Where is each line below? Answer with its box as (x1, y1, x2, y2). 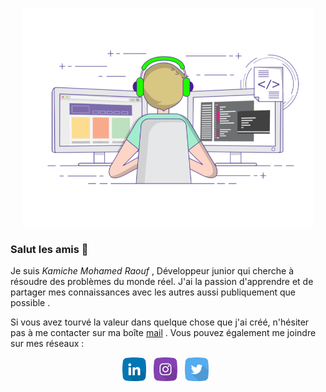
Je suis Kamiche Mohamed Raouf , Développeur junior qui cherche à (10, 265, 294, 277)
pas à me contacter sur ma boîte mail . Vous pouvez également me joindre (10, 327, 317, 339)
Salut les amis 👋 (10, 242, 89, 256)
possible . (10, 297, 51, 309)
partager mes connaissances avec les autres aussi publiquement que (10, 286, 297, 298)
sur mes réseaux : (10, 338, 85, 350)
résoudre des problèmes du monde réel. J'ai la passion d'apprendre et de (10, 276, 314, 288)
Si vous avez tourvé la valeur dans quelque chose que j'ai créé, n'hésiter (10, 316, 310, 328)
